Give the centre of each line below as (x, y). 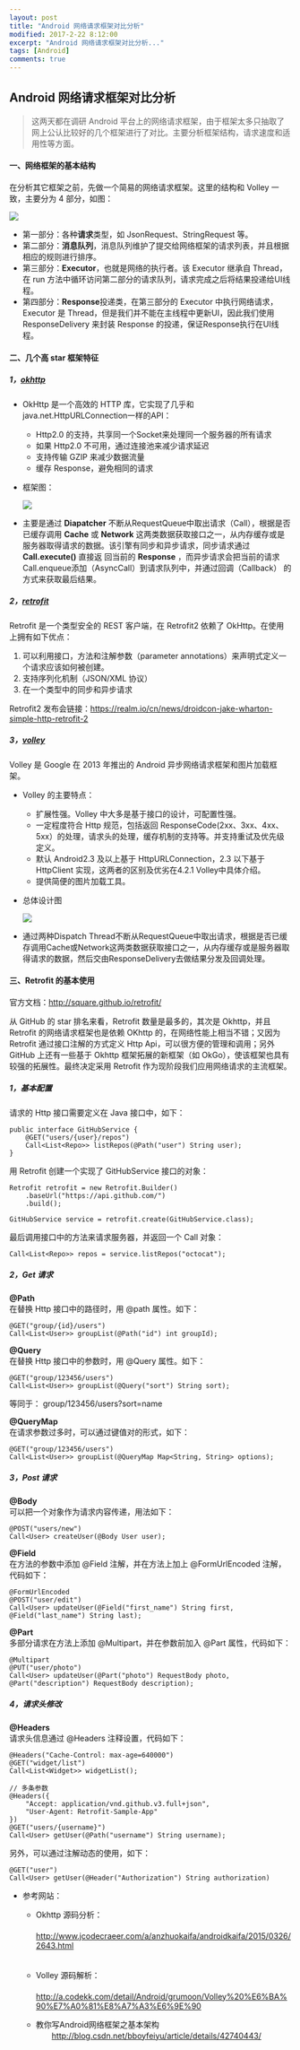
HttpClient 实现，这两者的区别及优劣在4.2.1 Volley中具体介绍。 (150, 870)
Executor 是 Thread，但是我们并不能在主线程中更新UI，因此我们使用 (148, 313)
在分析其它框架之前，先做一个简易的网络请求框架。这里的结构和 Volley (139, 187)
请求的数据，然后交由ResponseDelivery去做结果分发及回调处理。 (150, 958)
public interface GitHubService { (74, 1129)
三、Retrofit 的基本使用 (52, 981)
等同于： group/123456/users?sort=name (86, 1403)
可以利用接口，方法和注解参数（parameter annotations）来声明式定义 (150, 656)
